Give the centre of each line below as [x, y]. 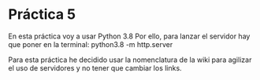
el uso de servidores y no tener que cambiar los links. [95, 67]
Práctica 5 [42, 15]
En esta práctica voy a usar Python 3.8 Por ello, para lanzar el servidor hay [129, 36]
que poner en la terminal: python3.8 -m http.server [91, 44]
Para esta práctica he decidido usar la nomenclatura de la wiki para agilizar [130, 60]
